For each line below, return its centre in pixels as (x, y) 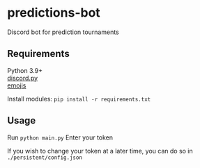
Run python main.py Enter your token (60, 137)
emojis (17, 85)
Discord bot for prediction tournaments (63, 32)
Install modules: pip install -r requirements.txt (79, 99)
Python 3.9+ (25, 70)
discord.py (23, 78)
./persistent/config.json (45, 158)
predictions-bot (54, 13)
